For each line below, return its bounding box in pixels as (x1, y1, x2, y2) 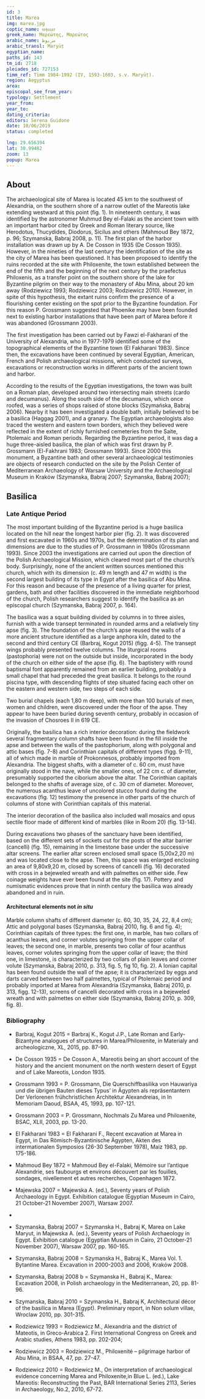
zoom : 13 (6, 151, 29, 157)
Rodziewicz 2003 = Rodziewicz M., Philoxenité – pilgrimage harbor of (15, 1348, 191, 1355)
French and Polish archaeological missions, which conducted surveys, (6, 357, 184, 365)
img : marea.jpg (6, 20, 45, 26)
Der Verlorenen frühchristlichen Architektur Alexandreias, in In (15, 1093, 173, 1101)
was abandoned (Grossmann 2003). (6, 319, 98, 327)
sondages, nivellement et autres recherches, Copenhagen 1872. (15, 1174, 176, 1181)
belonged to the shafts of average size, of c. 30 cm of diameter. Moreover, (6, 781, 194, 787)
